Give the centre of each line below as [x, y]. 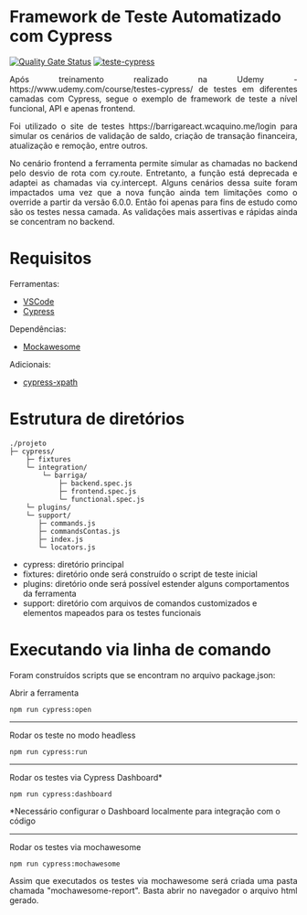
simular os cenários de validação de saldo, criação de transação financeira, [153, 135]
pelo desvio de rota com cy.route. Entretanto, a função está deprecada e [153, 173]
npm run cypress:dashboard [61, 794]
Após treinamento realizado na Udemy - [153, 79]
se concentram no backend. [63, 221]
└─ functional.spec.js [101, 499]
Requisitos [51, 259]
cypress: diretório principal [74, 564]
